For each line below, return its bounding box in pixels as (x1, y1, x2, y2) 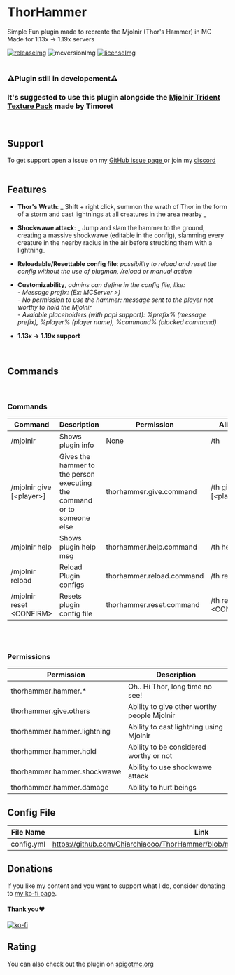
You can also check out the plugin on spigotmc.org (7, 960, 154, 968)
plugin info (59, 440, 94, 450)
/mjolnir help (10, 542, 52, 552)
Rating (7, 941, 36, 953)
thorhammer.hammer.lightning (10, 727, 111, 736)
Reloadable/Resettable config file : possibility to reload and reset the (17, 259, 217, 267)
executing (59, 478, 92, 488)
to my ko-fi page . (7, 889, 57, 897)
